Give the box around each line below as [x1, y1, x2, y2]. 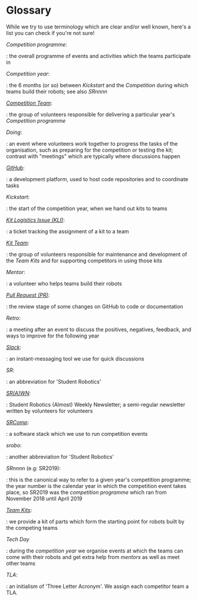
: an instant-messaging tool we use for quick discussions [6, 355, 145, 362]
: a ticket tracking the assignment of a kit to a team [6, 227, 129, 234]
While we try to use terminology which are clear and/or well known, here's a [6, 23, 191, 30]
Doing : [6, 128, 22, 136]
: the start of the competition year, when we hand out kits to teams [6, 205, 168, 212]
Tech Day [6, 535, 29, 542]
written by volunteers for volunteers [6, 407, 93, 414]
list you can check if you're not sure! [6, 29, 95, 36]
